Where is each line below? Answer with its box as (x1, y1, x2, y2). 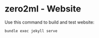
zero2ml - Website (4, 3, 81, 14)
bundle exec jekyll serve (4, 28, 57, 33)
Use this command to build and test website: (4, 19, 95, 25)
